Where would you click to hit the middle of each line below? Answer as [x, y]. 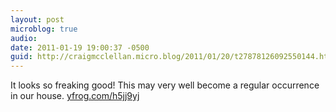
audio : [24, 38]
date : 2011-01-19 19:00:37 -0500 [80, 47]
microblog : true [44, 29]
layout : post [37, 19]
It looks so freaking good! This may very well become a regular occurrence [165, 85]
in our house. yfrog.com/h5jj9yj [75, 96]
